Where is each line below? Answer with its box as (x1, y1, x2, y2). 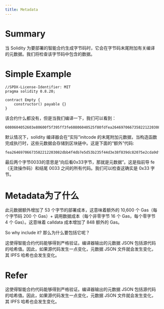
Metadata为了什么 (5, 190, 79, 201)
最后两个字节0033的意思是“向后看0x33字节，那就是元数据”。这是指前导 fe (5, 159, 155, 165)
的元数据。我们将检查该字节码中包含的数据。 (5, 51, 95, 57)
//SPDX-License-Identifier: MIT (5, 84, 71, 89)
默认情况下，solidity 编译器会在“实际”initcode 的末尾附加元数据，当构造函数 (5, 134, 158, 140)
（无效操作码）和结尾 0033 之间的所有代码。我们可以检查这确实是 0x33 (5, 165, 150, 171)
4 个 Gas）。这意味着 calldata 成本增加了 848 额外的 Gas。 (5, 219, 123, 225)
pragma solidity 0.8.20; (5, 89, 56, 94)
